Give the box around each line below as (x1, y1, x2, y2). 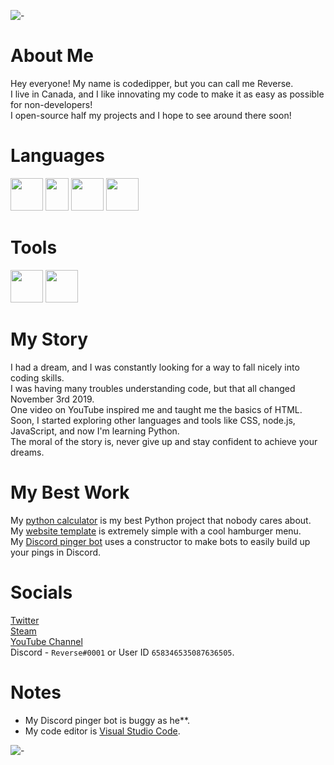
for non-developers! (10, 98, 93, 110)
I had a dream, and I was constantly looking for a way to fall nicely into (10, 361, 300, 373)
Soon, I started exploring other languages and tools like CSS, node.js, (10, 414, 296, 426)
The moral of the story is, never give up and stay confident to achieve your (10, 435, 318, 447)
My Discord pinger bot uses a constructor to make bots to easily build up (10, 535, 311, 547)
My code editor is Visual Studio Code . (24, 725, 181, 737)
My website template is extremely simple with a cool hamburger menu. (10, 525, 302, 537)
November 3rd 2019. (10, 393, 95, 405)
